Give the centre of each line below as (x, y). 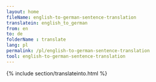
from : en (17, 28)
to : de (15, 34)
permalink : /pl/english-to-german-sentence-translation (78, 51)
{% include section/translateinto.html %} (57, 73)
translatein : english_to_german (47, 23)
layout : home (23, 12)
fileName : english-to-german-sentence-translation (71, 17)
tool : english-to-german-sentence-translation (66, 56)
